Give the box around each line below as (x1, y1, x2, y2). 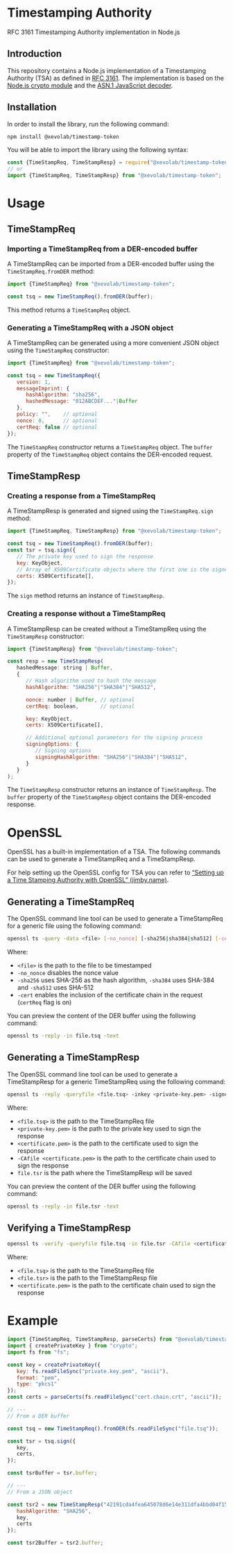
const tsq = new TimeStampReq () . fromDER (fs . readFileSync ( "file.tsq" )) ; (7, 1425, 218, 1432)
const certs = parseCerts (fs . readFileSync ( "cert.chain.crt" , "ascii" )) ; (7, 1394, 222, 1401)
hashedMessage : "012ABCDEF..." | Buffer (25, 398, 138, 405)
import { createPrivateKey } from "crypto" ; (7, 1343, 138, 1349)
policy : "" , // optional (16, 411, 98, 418)
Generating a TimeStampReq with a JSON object (7, 323, 174, 333)
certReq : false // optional (16, 424, 98, 431)
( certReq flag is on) (17, 998, 72, 1006)
